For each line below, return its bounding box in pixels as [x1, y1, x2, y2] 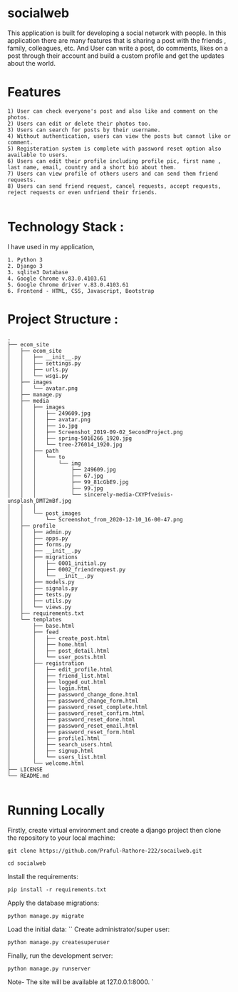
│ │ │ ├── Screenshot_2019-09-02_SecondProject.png [7, 429, 183, 436]
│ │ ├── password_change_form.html [7, 697, 139, 704]
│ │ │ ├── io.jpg [7, 422, 78, 429]
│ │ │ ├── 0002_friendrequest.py [7, 566, 126, 573]
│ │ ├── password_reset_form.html [7, 728, 135, 736]
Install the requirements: [7, 872, 78, 881]
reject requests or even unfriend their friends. [7, 189, 158, 196]
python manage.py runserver [7, 965, 91, 972]
